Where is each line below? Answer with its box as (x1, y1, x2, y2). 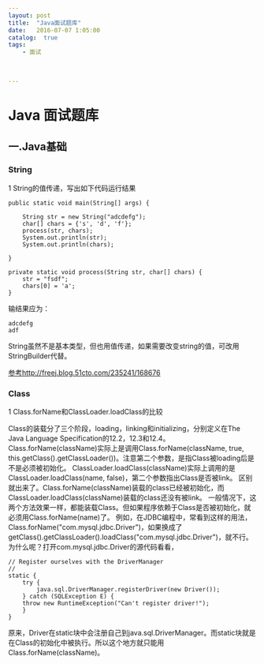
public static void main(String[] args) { (8, 199, 150, 207)
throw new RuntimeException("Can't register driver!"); (22, 599, 210, 607)
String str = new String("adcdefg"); (22, 212, 147, 221)
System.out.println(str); (22, 234, 108, 242)
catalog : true (8, 33, 58, 42)
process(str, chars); (22, 227, 93, 234)
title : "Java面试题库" (8, 19, 81, 27)
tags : (8, 41, 26, 49)
